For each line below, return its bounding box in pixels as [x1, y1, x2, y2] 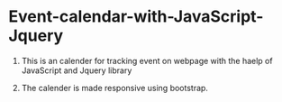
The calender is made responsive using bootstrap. [21, 82, 209, 93]
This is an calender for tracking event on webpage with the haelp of [21, 55, 273, 66]
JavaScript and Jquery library [21, 65, 132, 76]
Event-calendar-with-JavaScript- [8, 6, 264, 27]
